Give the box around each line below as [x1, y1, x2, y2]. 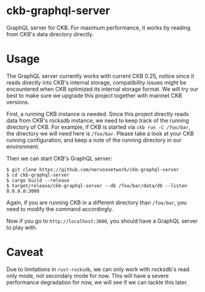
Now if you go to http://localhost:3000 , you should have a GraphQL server [6, 217, 198, 225]
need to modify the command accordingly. [6, 205, 113, 212]
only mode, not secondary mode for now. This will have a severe [6, 272, 170, 279]
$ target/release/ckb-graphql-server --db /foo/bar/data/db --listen [6, 182, 188, 189]
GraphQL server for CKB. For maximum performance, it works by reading [6, 24, 191, 31]
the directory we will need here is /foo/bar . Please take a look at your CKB [6, 129, 194, 137]
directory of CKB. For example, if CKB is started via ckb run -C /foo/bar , [6, 123, 191, 131]
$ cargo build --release [6, 177, 70, 183]
